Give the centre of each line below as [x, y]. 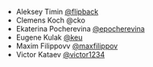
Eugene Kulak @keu [49, 37]
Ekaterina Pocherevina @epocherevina [80, 29]
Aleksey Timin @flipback [57, 12]
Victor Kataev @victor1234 [60, 54]
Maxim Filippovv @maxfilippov [67, 46]
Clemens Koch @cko [51, 20]
